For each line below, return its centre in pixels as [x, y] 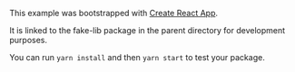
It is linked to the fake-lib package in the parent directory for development [147, 30]
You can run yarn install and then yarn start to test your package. [137, 57]
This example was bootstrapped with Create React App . [114, 13]
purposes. [29, 40]
